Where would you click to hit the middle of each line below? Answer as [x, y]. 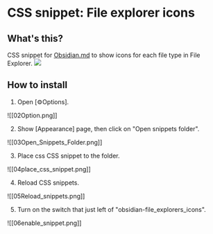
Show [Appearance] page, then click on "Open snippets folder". [108, 128]
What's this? [35, 39]
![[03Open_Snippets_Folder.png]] [55, 142]
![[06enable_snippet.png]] [44, 223]
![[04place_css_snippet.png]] [49, 169]
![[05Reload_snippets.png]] [46, 196]
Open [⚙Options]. [43, 101]
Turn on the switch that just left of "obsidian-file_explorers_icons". [111, 209]
